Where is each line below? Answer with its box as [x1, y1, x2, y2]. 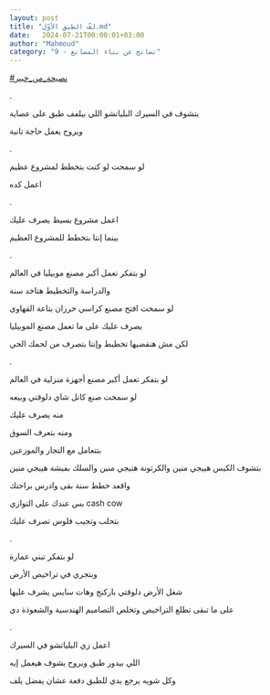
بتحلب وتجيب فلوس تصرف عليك [9, 516, 119, 527]
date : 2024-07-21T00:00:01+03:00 [9, 30, 145, 39]
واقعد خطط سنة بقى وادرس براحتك [9, 480, 130, 491]
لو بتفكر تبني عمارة [9, 551, 75, 562]
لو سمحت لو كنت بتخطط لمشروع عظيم [9, 161, 145, 172]
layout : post [9, 13, 59, 23]
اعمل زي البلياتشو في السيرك [9, 639, 111, 650]
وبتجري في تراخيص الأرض [9, 569, 98, 580]
